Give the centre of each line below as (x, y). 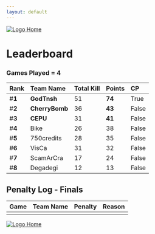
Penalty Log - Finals (45, 189)
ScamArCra (47, 158)
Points (115, 89)
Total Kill (87, 89)
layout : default (27, 12)
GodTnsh (44, 99)
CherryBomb (49, 109)
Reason (114, 206)
